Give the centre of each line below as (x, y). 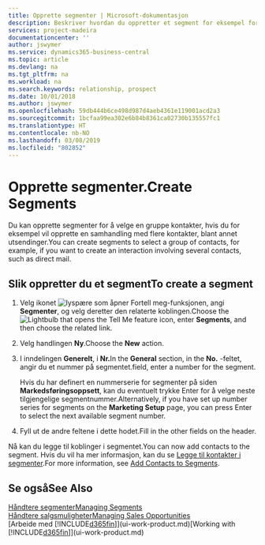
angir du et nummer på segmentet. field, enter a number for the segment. (138, 367)
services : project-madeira (52, 30)
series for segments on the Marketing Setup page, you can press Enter (136, 408)
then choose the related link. (66, 328)
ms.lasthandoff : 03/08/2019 (54, 140)
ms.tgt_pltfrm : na (38, 74)
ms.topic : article (38, 60)
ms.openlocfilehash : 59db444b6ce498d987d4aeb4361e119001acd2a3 (114, 111)
